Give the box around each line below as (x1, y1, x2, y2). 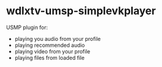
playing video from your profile (14, 47, 91, 55)
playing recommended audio (14, 42, 85, 49)
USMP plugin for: (6, 24, 48, 31)
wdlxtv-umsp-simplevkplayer (6, 4, 156, 18)
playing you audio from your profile (14, 35, 101, 42)
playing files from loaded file (14, 54, 85, 61)
